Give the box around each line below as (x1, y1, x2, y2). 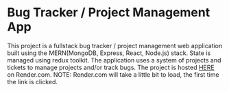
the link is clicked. (7, 77, 58, 86)
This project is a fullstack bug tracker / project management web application (7, 41, 223, 50)
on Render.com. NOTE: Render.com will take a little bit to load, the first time (7, 70, 219, 79)
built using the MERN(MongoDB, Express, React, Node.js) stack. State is (7, 49, 211, 57)
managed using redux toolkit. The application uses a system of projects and (7, 56, 221, 64)
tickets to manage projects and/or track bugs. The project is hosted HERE (7, 63, 215, 71)
